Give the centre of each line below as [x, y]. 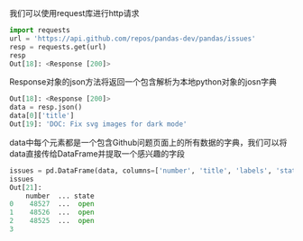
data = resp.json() [46, 107]
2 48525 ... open [52, 221]
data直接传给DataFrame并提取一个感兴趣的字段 [97, 153]
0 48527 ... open [52, 204]
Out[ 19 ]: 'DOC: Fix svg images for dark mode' [98, 124]
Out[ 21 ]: [26, 187]
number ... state [60, 196]
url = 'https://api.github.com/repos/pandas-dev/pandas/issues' [133, 39]
